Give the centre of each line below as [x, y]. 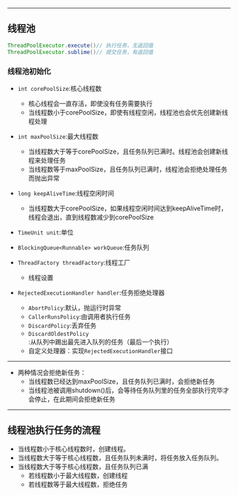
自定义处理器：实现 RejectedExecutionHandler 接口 [101, 350]
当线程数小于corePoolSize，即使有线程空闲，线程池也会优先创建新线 [128, 112]
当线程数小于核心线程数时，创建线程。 [73, 449]
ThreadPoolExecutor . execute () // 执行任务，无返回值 [80, 45]
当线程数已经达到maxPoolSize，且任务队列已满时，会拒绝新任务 [121, 381]
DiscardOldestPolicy [58, 334]
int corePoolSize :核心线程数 [59, 88]
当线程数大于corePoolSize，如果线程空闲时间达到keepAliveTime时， [128, 208]
